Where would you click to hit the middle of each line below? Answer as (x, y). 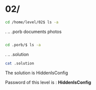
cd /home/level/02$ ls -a (32, 22)
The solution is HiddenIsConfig (37, 73)
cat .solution (20, 63)
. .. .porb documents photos (33, 31)
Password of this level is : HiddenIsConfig (48, 82)
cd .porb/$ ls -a (23, 45)
